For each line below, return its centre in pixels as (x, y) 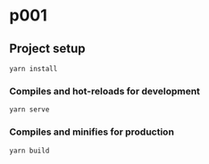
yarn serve (29, 110)
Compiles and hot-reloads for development (105, 91)
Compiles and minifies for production (92, 132)
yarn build (29, 151)
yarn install (33, 69)
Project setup (48, 49)
